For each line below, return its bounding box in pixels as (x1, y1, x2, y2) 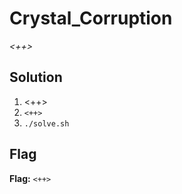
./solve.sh (23, 118, 70, 129)
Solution (9, 69, 63, 86)
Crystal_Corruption (9, 7, 173, 30)
